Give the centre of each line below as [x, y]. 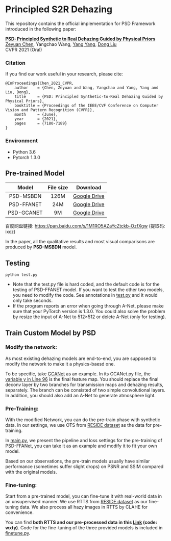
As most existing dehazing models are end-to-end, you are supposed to [81, 358]
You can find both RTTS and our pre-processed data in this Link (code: [81, 522]
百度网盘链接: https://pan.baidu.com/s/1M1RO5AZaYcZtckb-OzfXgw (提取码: [85, 226]
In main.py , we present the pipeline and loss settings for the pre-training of [84, 441]
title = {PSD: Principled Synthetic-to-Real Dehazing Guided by [89, 97]
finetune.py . [18, 533]
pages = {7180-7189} [41, 123]
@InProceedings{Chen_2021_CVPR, [40, 83]
